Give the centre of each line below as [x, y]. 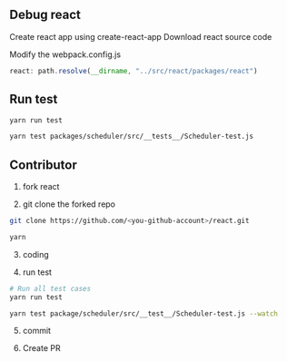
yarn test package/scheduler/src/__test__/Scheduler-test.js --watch [144, 313]
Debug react [45, 15]
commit [37, 331]
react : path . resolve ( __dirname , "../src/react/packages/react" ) [134, 71]
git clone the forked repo [69, 204]
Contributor [43, 165]
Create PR [41, 348]
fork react [41, 187]
